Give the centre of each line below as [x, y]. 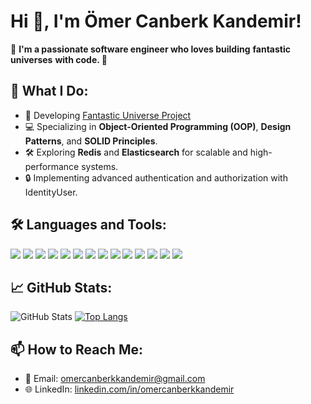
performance [52, 166]
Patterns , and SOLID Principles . [91, 141]
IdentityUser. [51, 192]
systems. [100, 166]
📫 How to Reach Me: [76, 349]
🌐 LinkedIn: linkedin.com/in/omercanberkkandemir [129, 389]
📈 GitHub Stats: [61, 287]
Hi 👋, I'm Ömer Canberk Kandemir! [156, 21]
